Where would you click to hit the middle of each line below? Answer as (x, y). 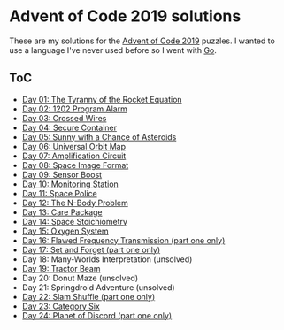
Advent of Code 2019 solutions (125, 16)
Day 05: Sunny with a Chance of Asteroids (99, 137)
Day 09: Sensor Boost (62, 174)
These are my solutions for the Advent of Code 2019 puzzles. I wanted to (142, 41)
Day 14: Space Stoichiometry (75, 221)
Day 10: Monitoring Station (70, 184)
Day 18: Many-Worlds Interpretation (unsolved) (107, 259)
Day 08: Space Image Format (75, 165)
